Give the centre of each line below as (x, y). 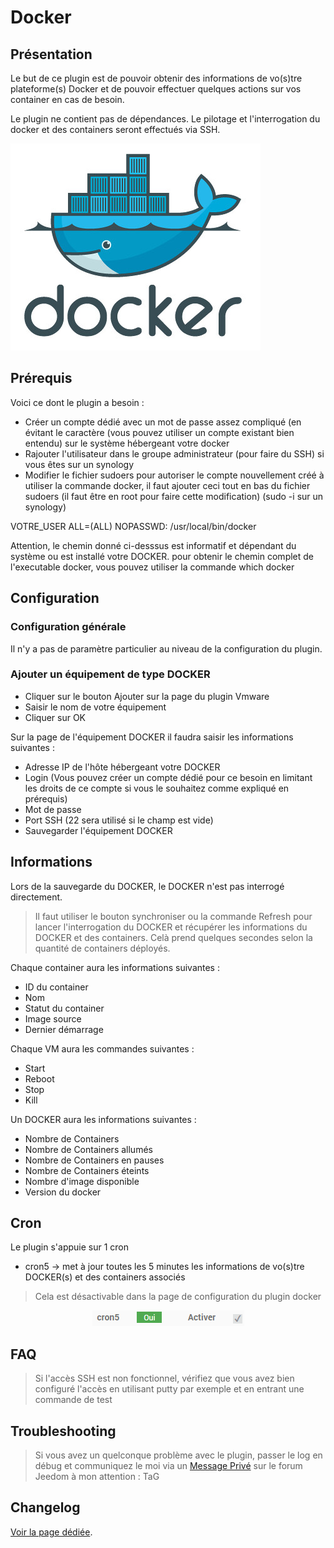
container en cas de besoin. (67, 99)
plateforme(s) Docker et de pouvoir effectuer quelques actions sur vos (156, 89)
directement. (36, 897)
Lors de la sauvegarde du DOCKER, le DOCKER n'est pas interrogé (147, 886)
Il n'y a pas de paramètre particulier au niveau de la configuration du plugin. (166, 648)
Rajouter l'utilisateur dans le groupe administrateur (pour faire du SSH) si (174, 453)
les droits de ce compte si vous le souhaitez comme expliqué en (157, 788)
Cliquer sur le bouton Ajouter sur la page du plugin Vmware (147, 696)
